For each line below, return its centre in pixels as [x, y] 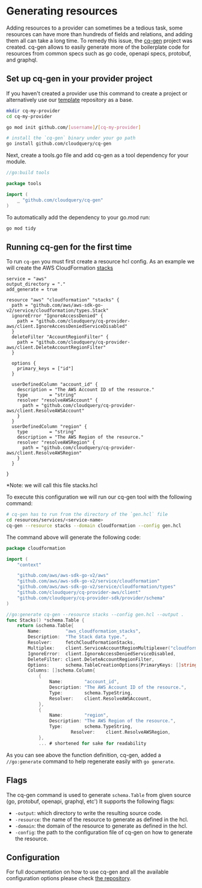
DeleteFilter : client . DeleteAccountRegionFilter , [91, 659]
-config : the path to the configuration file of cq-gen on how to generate [104, 832]
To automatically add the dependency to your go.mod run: [78, 217]
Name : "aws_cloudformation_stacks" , [84, 631]
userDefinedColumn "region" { [49, 427]
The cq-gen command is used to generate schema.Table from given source [99, 795]
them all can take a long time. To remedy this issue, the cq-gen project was [99, 40]
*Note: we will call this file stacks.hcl [52, 485]
